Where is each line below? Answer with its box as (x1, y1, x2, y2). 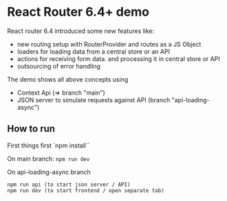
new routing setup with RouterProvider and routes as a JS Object (17, 40, 202, 48)
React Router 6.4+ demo (7, 4, 150, 20)
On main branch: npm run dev (7, 154, 90, 163)
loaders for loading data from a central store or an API (17, 47, 171, 56)
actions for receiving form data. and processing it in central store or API (17, 54, 220, 62)
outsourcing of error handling (17, 62, 101, 70)
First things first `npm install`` (7, 141, 90, 150)
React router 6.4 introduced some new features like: (7, 27, 155, 35)
